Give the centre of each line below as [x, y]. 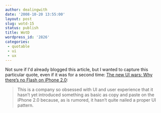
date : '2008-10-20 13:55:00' [35, 14]
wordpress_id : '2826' [27, 38]
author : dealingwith [27, 10]
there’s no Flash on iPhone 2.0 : [37, 80]
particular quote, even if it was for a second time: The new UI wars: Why [79, 75]
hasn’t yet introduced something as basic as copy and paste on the [86, 95]
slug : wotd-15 [20, 23]
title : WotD [17, 33]
